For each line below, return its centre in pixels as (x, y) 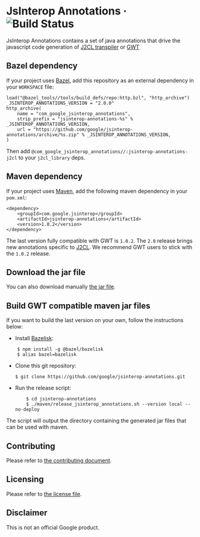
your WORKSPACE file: (30, 87)
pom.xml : (17, 197)
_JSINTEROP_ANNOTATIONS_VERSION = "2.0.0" (60, 103)
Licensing (25, 480)
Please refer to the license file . (44, 494)
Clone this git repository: (45, 366)
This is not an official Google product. (53, 527)
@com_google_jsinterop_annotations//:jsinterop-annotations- (109, 152)
